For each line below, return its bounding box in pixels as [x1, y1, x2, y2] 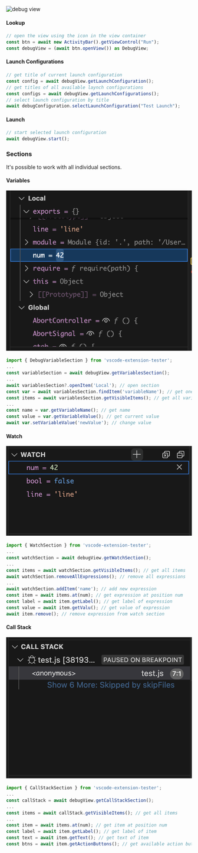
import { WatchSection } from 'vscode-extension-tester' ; [6, 542, 151, 549]
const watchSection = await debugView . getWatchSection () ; [6, 555, 151, 561]
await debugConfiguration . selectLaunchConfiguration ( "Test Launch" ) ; [6, 103, 181, 109]
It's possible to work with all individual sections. [6, 163, 122, 171]
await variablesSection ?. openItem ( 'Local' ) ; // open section [6, 382, 160, 388]
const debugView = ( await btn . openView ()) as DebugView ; [6, 45, 149, 51]
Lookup [6, 19, 25, 26]
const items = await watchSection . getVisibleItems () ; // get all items [6, 567, 186, 573]
